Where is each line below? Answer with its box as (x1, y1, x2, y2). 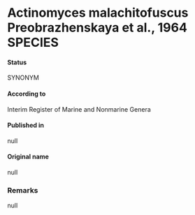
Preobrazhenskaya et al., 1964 (7, 20, 187, 36)
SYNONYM (7, 73, 40, 82)
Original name (7, 152, 49, 161)
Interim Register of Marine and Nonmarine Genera (7, 105, 152, 113)
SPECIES (7, 35, 59, 50)
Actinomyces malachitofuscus (7, 5, 189, 21)
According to (7, 89, 46, 98)
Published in (7, 121, 44, 130)
